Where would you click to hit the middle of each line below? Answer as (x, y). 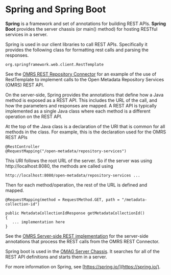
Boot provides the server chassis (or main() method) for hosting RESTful (81, 29)
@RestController (22, 147)
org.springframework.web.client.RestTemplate (54, 64)
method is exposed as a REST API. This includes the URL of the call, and (81, 100)
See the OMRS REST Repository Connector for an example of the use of (81, 74)
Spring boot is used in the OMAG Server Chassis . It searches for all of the (82, 251)
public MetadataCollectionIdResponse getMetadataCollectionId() (75, 213)
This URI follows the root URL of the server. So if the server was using (79, 161)
